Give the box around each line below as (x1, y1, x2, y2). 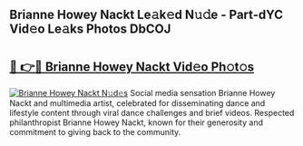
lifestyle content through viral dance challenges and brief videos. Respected (9, 108, 295, 118)
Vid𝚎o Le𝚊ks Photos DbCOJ (9, 22, 171, 37)
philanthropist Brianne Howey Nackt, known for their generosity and (9, 117, 263, 128)
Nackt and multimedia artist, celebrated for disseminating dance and (9, 98, 266, 108)
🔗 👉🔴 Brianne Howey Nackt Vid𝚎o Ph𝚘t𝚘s (9, 59, 255, 74)
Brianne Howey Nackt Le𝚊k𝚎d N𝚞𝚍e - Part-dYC (9, 7, 284, 23)
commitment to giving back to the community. (9, 127, 181, 137)
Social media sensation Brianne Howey (130, 88, 276, 98)
